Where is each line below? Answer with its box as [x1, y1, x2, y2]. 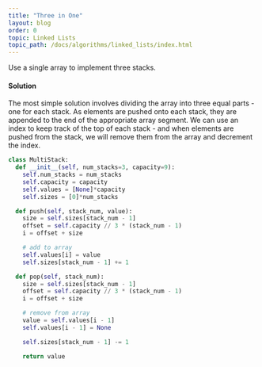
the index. [8, 140, 41, 151]
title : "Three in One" [8, 11, 83, 20]
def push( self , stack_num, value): [15, 207, 133, 215]
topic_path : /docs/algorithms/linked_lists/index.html [8, 41, 193, 49]
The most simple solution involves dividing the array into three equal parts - [8, 98, 255, 108]
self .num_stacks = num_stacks [22, 171, 123, 179]
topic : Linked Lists [8, 33, 77, 42]
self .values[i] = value [22, 250, 101, 258]
